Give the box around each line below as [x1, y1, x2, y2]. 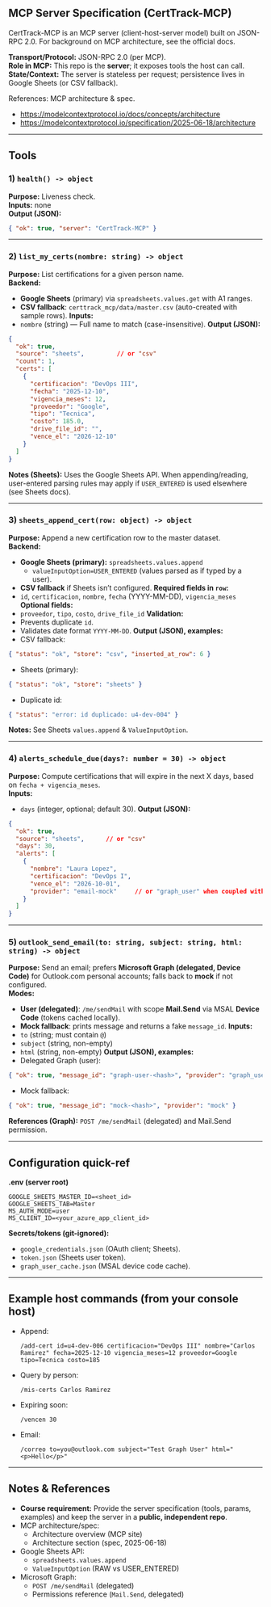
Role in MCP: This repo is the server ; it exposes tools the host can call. [8, 61, 245, 70]
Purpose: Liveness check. [8, 191, 96, 201]
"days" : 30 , [15, 842, 56, 851]
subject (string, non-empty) [19, 1038, 113, 1049]
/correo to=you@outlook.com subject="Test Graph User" [19, 1445, 209, 1453]
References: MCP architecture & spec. [8, 93, 135, 103]
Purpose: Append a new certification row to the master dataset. [8, 532, 221, 542]
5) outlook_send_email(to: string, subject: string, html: [8, 936, 243, 948]
